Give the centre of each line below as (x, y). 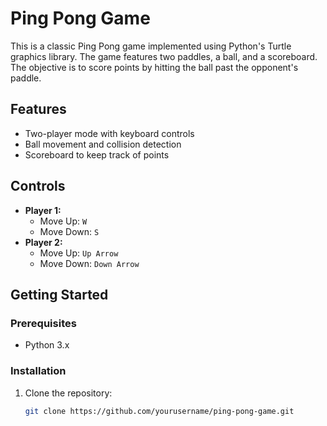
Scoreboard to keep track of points (97, 154)
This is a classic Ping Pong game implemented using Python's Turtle (151, 46)
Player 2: (43, 242)
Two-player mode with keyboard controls (109, 133)
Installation (38, 371)
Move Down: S (69, 231)
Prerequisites (43, 323)
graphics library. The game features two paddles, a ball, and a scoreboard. (164, 56)
